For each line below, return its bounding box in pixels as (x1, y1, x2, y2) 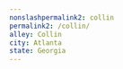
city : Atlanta (9, 38, 63, 47)
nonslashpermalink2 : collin (9, 13, 115, 22)
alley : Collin (9, 30, 63, 39)
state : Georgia (9, 47, 66, 56)
